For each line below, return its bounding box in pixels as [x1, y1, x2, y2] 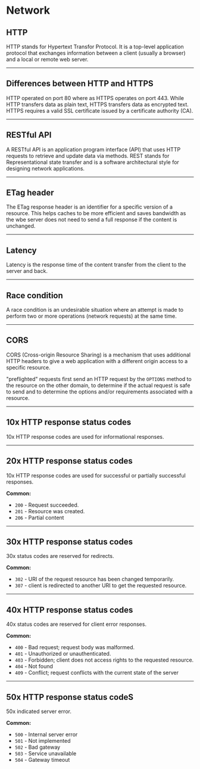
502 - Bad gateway [14, 743, 61, 751]
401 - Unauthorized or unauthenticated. [14, 650, 111, 658]
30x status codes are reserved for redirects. [6, 553, 114, 560]
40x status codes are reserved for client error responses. [6, 621, 147, 628]
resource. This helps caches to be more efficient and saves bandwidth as [6, 210, 186, 217]
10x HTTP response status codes [6, 417, 132, 427]
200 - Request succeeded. [14, 501, 79, 508]
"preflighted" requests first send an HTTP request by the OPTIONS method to [6, 375, 192, 382]
